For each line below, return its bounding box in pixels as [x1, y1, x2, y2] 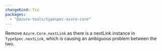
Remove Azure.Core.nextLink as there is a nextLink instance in [5, 30, 135, 36]
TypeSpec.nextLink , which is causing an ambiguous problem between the [5, 35, 157, 41]
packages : [5, 12, 26, 17]
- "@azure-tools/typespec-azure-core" [10, 16, 92, 21]
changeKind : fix [5, 7, 39, 12]
